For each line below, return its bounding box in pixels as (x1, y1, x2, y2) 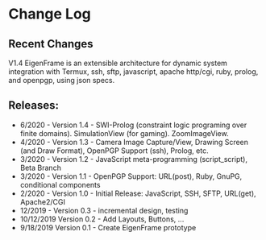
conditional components (19, 180, 101, 189)
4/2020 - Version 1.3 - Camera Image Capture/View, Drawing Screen (19, 137, 248, 147)
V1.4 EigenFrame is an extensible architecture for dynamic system (8, 58, 228, 68)
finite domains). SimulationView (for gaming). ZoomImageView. (19, 128, 229, 138)
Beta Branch (19, 163, 62, 172)
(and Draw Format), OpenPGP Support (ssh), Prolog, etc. (19, 146, 209, 155)
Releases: (8, 98, 59, 113)
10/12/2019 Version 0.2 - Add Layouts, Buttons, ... (19, 214, 185, 224)
